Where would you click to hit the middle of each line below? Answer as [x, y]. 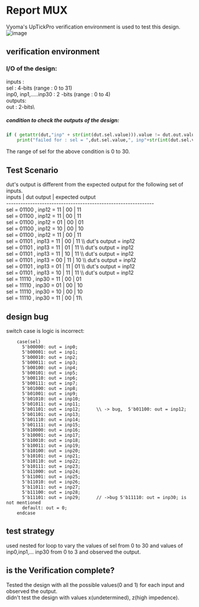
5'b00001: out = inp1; [50, 352]
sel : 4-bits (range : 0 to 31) [39, 88]
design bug [28, 317]
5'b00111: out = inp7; [50, 383]
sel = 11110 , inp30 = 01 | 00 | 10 [44, 285]
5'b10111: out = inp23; [51, 466]
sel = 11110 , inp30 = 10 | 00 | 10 [44, 292]
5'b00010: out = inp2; [50, 357]
